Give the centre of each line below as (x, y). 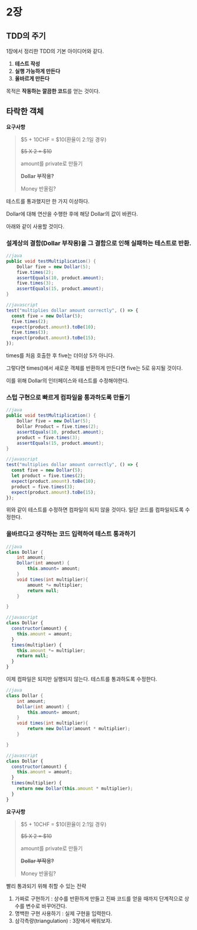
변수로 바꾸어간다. (46, 906)
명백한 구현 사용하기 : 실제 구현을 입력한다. (63, 913)
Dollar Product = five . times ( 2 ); (58, 427)
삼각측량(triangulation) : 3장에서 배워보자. (63, 921)
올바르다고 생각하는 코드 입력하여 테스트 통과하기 (71, 534)
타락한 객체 (25, 112)
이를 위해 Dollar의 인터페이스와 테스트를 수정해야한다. (68, 381)
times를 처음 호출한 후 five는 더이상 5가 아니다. (60, 356)
